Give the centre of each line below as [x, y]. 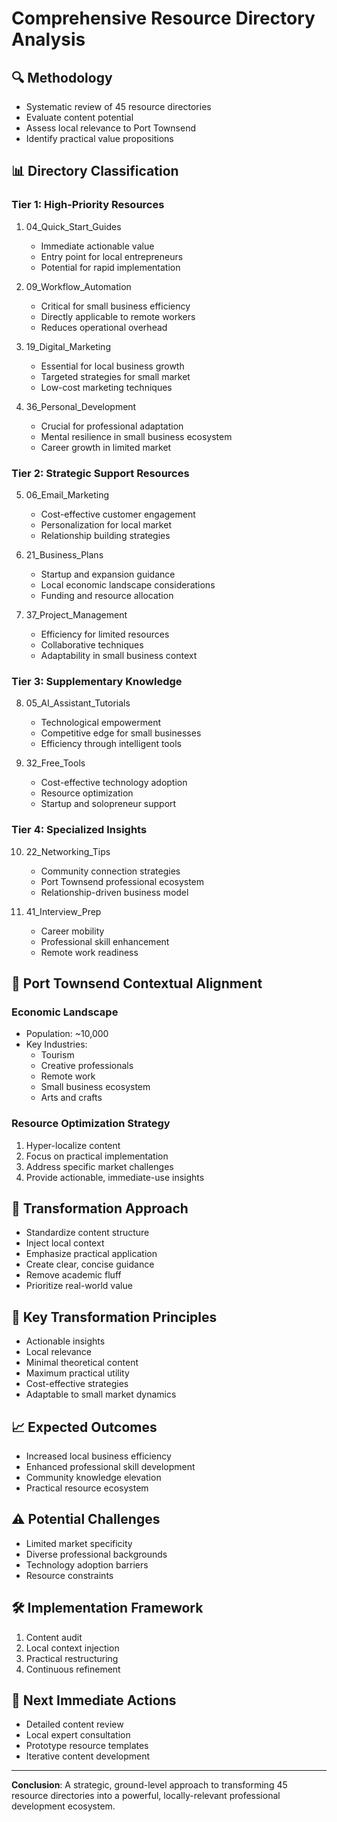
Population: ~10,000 [67, 1034]
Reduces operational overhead [104, 327]
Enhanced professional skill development [110, 1466]
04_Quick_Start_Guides [73, 226]
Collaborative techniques [92, 644]
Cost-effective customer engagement [118, 514]
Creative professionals [87, 1066]
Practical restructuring [72, 1658]
